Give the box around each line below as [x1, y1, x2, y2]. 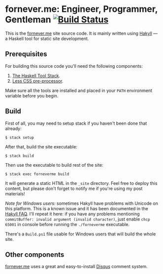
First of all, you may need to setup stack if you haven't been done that [5, 120, 147, 126]
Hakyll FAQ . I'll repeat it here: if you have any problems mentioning [5, 211, 140, 217]
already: [5, 125, 22, 132]
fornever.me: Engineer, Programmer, [5, 3, 158, 15]
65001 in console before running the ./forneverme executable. [5, 221, 130, 227]
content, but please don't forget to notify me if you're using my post [5, 185, 143, 191]
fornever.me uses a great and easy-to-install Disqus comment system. [5, 264, 148, 270]
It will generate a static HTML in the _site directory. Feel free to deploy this [5, 180, 158, 186]
